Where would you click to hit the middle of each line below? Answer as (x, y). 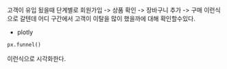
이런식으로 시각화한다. (37, 58)
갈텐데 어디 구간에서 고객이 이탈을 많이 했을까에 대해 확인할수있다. (107, 18)
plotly (25, 32)
